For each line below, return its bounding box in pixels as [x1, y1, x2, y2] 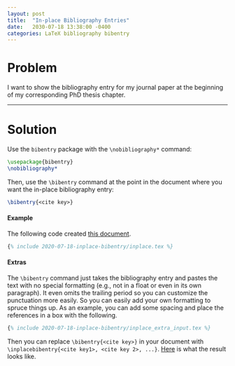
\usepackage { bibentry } [7, 158, 73, 165]
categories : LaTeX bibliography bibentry [7, 29, 130, 37]
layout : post [7, 10, 45, 18]
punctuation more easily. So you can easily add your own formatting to [7, 296, 211, 305]
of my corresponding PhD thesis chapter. [7, 90, 126, 99]
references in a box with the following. [7, 311, 117, 320]
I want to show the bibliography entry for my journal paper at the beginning [7, 83, 224, 92]
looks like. [7, 352, 36, 360]
